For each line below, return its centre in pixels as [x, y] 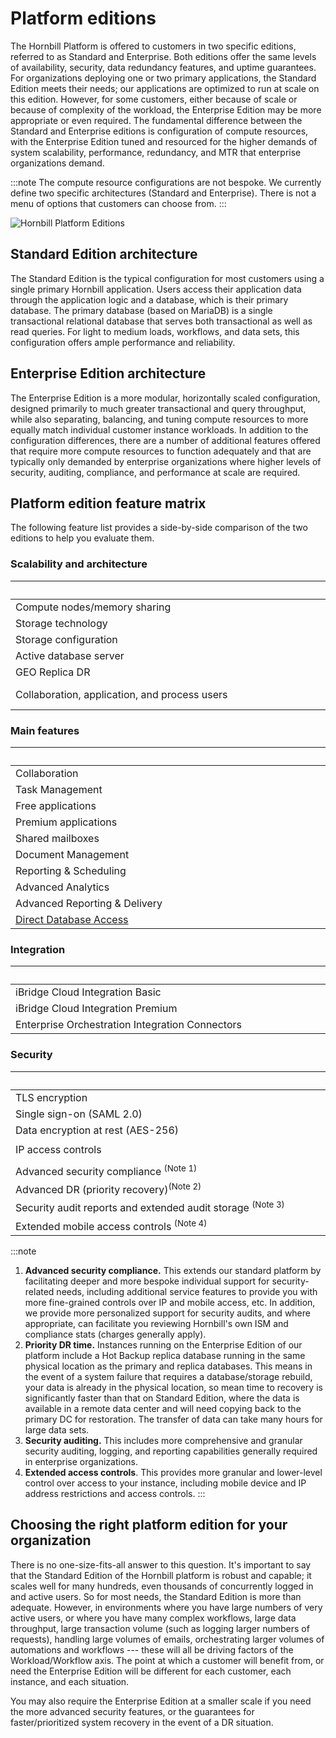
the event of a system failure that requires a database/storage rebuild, [168, 1376]
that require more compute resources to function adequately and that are [161, 451]
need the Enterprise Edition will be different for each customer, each [151, 1671]
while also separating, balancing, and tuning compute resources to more [159, 419]
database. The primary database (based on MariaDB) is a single [141, 310]
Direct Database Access [72, 919]
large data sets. [57, 1429]
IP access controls [58, 1150]
